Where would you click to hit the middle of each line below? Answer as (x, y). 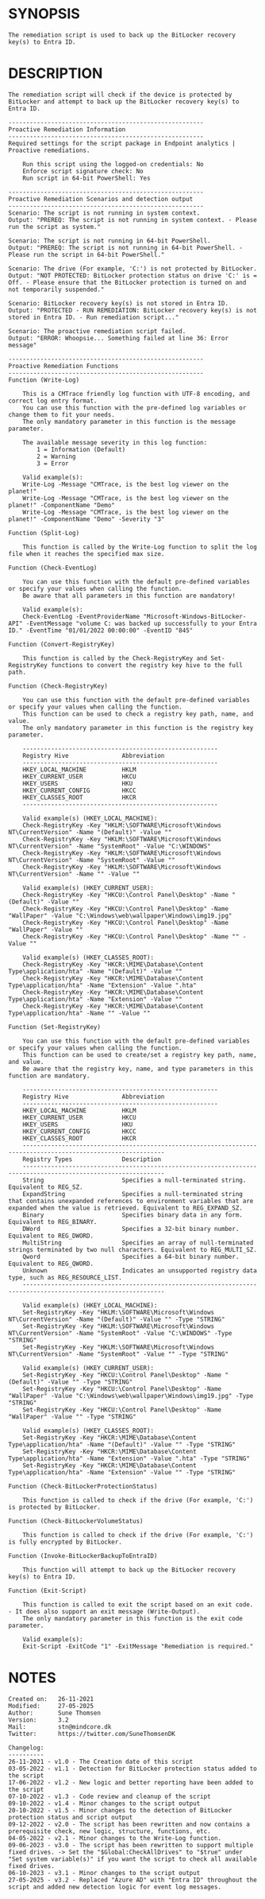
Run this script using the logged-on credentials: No (113, 164)
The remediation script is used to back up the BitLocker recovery (122, 35)
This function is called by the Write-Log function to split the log (140, 547)
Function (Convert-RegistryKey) (61, 644)
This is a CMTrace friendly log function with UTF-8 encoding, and (136, 394)
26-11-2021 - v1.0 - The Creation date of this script (101, 1761)
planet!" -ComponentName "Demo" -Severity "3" (86, 519)
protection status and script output (71, 1817)
